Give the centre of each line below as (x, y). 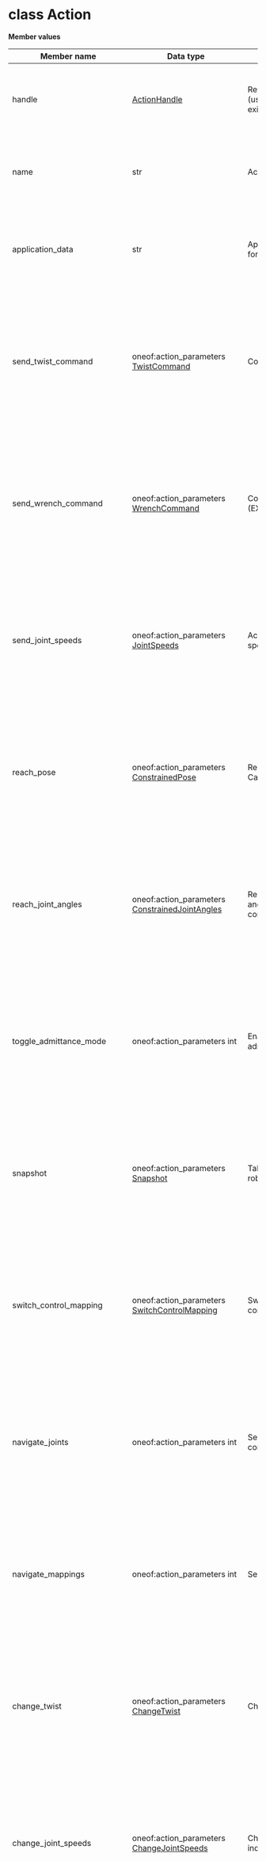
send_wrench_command (57, 503)
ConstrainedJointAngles (177, 909)
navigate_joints (40, 1442)
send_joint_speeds (47, 640)
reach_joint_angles (47, 904)
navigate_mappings (49, 1574)
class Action (50, 15)
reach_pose (34, 772)
